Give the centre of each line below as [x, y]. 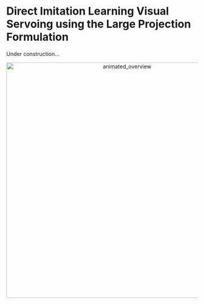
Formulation [37, 37]
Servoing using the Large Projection [99, 24]
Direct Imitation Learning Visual [88, 11]
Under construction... [33, 54]
